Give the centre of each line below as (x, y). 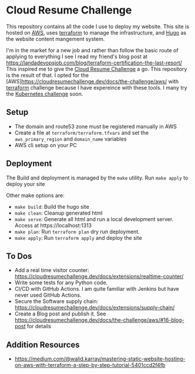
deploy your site (26, 184)
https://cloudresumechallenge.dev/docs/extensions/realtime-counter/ (99, 277)
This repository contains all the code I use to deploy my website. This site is (98, 26)
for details (39, 327)
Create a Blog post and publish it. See (60, 314)
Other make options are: (35, 195)
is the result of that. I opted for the (48, 75)
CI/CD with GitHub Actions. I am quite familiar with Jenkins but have (97, 289)
